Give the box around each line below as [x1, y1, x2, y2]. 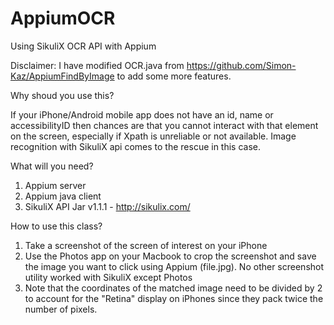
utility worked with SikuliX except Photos [24, 271, 193, 283]
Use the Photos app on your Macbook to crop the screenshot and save [24, 250, 317, 262]
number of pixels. [24, 303, 98, 315]
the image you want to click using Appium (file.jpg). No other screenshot [24, 260, 325, 272]
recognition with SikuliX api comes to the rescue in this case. [10, 140, 262, 152]
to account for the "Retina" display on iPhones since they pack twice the [24, 292, 324, 304]
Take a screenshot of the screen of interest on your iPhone [24, 239, 268, 251]
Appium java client [24, 190, 102, 202]
